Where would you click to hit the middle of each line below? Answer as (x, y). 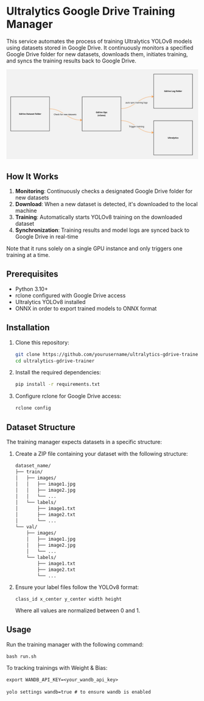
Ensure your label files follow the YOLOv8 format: (77, 587)
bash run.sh (21, 656)
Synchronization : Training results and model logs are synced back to (102, 230)
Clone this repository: (42, 342)
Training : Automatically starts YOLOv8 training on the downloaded (99, 217)
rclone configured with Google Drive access (70, 295)
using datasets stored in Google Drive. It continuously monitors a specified (100, 48)
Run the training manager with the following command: (75, 644)
